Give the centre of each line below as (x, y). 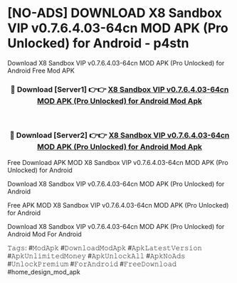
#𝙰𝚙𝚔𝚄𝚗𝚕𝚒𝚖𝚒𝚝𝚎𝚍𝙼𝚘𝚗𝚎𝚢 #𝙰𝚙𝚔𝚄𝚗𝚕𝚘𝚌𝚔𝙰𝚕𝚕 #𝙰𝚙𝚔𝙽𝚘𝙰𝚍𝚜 (96, 256)
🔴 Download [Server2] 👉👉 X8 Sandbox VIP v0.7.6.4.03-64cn (120, 135)
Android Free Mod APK (41, 70)
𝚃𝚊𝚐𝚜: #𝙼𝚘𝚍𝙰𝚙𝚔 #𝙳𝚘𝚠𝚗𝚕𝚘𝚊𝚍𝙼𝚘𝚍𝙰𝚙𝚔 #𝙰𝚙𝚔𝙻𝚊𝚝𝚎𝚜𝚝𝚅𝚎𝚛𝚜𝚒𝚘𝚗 (105, 247)
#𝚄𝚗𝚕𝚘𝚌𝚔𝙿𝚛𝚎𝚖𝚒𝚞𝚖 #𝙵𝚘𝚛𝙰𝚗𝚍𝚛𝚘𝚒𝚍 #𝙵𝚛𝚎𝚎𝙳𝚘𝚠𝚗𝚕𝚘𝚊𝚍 (92, 264)
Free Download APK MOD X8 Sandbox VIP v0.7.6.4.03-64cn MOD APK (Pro (118, 162)
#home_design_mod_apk (44, 272)
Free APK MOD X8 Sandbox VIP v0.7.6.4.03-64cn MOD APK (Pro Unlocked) (118, 205)
